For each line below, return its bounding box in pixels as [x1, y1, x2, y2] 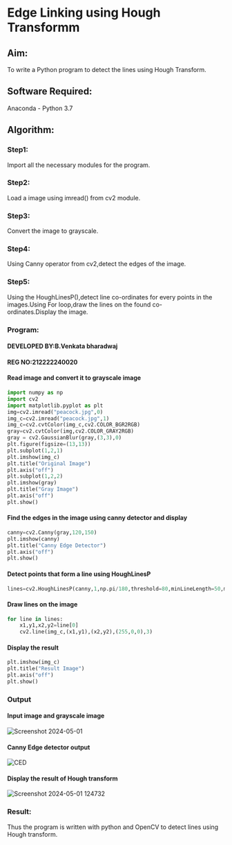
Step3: [7, 211, 30, 220]
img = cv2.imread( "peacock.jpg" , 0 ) [7, 408, 104, 415]
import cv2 [7, 395, 39, 403]
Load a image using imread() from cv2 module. [7, 193, 141, 202]
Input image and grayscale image [7, 712, 105, 720]
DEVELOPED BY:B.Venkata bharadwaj [7, 342, 118, 351]
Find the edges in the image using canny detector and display [7, 514, 188, 522]
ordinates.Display [7, 307, 57, 316]
